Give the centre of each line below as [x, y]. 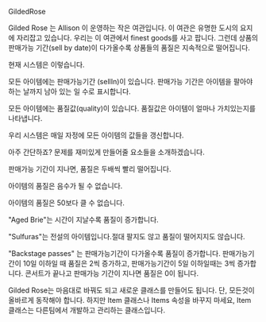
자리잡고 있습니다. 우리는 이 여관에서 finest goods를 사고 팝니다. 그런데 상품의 [137, 38]
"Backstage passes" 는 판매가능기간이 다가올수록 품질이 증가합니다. [114, 253]
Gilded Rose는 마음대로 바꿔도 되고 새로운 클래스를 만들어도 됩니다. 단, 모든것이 [132, 290]
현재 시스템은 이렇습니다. [46, 64]
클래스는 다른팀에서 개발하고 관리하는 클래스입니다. [87, 310]
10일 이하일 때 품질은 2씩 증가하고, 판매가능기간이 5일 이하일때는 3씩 [129, 263]
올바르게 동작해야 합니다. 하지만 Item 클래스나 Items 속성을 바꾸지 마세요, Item [130, 300]
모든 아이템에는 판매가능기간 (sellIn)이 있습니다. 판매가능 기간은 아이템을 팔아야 [131, 81]
